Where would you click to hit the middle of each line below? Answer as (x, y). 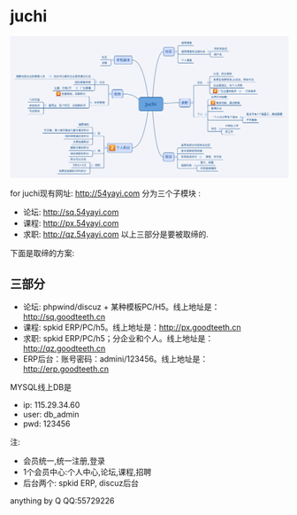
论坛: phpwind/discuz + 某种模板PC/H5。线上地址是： (121, 307)
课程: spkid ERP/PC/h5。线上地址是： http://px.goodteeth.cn (132, 328)
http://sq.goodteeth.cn (64, 317)
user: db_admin (51, 415)
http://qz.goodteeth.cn (64, 348)
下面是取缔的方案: (42, 254)
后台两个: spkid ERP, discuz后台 (81, 483)
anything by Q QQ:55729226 (62, 501)
